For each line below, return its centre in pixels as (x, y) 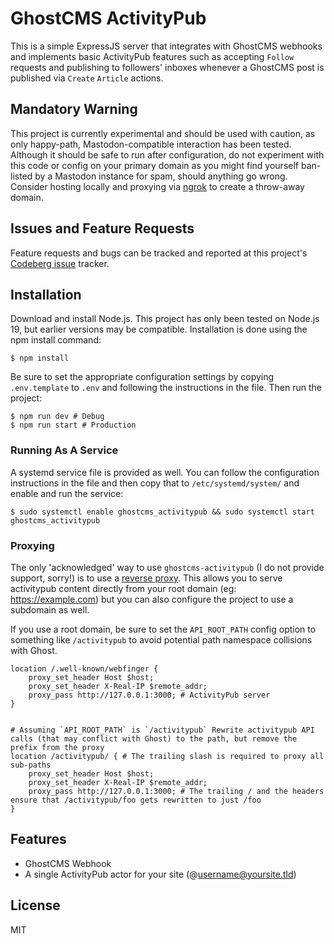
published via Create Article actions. (87, 78)
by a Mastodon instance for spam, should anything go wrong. (161, 176)
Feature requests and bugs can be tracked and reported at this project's (159, 253)
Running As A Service (64, 450)
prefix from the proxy (57, 747)
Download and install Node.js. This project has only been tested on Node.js (165, 319)
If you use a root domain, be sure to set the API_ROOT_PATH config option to (163, 629)
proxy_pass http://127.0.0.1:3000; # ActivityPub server (149, 695)
